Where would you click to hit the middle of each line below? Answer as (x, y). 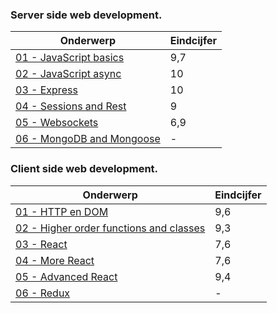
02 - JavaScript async (68, 74)
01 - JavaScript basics (70, 58)
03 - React (41, 244)
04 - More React (55, 260)
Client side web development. (84, 169)
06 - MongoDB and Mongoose (88, 139)
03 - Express (46, 90)
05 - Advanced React (66, 276)
